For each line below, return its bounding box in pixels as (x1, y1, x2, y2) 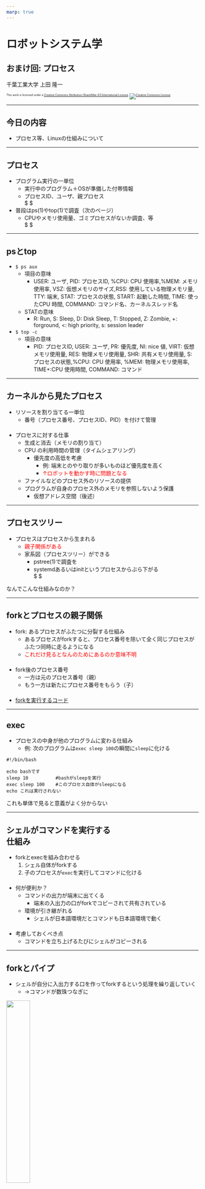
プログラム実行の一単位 (15, 178, 74, 185)
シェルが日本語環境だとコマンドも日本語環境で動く (33, 915, 162, 922)
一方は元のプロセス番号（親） (24, 673, 99, 681)
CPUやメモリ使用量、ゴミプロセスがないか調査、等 (24, 214, 154, 222)
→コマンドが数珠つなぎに (24, 988, 88, 995)
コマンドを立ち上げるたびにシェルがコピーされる (24, 938, 148, 945)
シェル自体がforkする (24, 861, 77, 869)
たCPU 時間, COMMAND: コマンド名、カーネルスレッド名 (33, 300, 178, 308)
